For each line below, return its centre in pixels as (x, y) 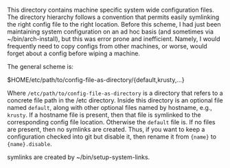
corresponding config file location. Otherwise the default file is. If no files (111, 122)
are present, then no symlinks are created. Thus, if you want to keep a (106, 129)
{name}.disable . (30, 144)
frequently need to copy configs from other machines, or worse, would (107, 46)
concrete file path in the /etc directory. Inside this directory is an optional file (115, 100)
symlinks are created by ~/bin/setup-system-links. (79, 157)
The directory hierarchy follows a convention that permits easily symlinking (113, 17)
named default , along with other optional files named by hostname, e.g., (110, 108)
